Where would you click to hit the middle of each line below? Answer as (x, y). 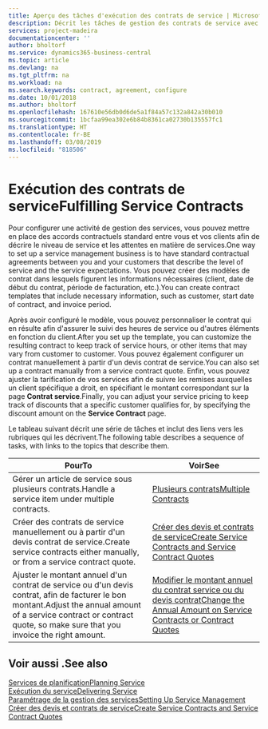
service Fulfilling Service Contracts (126, 206)
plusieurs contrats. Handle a (64, 489)
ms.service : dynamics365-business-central (80, 53)
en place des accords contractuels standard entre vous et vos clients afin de (134, 237)
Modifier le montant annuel (203, 580)
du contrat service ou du (198, 590)
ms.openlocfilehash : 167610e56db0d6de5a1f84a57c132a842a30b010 (116, 113)
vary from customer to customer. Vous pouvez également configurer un (126, 354)
